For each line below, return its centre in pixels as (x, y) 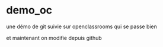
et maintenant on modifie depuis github (54, 38)
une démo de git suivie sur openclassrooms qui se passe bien (81, 26)
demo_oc (29, 10)
